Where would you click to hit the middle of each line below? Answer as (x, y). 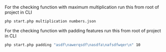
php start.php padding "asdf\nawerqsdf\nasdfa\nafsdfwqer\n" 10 (73, 45)
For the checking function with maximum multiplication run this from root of (82, 7)
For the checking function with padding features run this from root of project (83, 30)
